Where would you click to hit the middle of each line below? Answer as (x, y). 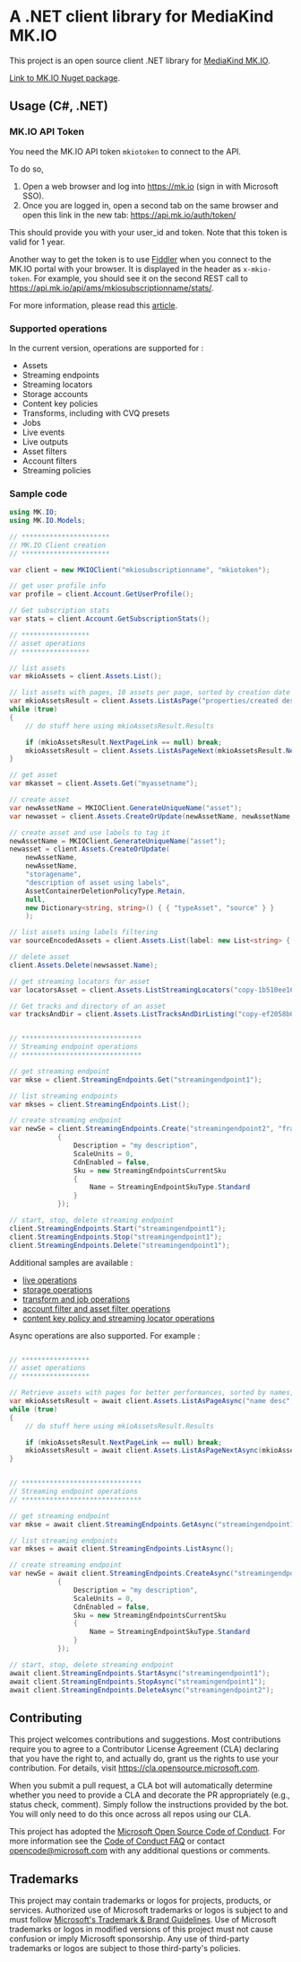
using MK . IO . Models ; (48, 521)
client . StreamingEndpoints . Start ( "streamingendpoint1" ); (118, 1228)
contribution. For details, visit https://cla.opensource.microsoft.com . (135, 1768)
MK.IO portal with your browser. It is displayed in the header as (125, 269)
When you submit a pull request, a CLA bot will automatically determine (141, 1786)
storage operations (57, 1289)
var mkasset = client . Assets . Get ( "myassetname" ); (104, 783)
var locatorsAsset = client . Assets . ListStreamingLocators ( (122, 990)
